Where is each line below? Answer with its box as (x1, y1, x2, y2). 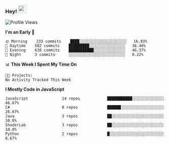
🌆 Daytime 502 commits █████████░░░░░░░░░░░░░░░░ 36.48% (5, 43, 146, 49)
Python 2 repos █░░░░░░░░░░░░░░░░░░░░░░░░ (5, 131, 164, 136)
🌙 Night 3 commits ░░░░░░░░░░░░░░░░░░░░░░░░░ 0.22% (5, 52, 144, 58)
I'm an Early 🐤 (5, 29, 35, 35)
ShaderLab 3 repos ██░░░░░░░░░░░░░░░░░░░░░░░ (5, 123, 164, 128)
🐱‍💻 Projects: (5, 73, 33, 78)
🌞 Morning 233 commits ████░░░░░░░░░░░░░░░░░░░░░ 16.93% (5, 39, 148, 44)
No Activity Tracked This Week (5, 77, 71, 83)
